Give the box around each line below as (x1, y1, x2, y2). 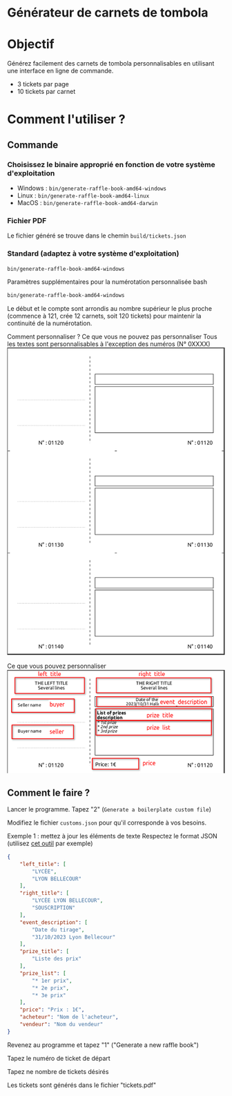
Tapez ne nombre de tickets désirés (7, 1067, 109, 1075)
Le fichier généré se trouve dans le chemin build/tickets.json (7, 231, 186, 240)
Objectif (7, 37, 55, 52)
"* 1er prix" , (32, 977, 72, 984)
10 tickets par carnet (17, 88, 76, 96)
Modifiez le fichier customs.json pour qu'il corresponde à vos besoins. (7, 818, 207, 827)
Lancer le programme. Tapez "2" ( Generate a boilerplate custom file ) (7, 805, 212, 813)
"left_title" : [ (19, 861, 67, 867)
